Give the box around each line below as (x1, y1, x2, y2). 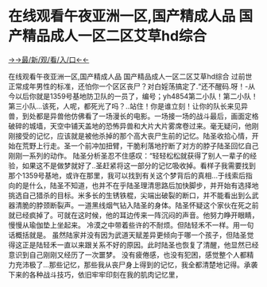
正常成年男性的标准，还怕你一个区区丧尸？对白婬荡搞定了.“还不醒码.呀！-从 (8, 81, 256, 91)
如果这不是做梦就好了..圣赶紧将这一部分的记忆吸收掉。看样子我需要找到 (21, 160, 257, 170)
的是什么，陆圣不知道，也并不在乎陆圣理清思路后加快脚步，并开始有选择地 (14, 180, 259, 190)
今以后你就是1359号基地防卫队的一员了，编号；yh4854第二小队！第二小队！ (8, 91, 258, 101)
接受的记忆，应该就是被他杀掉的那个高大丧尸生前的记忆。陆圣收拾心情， (14, 131, 252, 140)
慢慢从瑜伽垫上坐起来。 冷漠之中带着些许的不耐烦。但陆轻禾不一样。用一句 (8, 220, 254, 230)
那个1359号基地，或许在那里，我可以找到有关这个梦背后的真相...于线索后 (8, 170, 246, 180)
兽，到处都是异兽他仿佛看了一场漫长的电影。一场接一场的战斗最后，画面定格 (8, 111, 259, 121)
